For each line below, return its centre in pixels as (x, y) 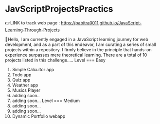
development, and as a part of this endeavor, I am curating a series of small (80, 44)
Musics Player (26, 90)
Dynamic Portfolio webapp (39, 116)
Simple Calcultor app (33, 69)
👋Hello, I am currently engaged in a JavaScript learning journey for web (77, 39)
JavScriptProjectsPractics (59, 9)
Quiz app (21, 80)
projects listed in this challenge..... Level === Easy (55, 60)
